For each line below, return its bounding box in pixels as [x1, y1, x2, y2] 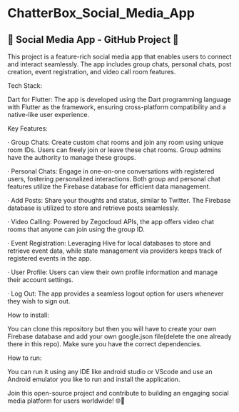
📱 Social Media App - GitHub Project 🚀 [7, 34, 180, 46]
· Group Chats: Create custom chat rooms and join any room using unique [7, 138, 224, 146]
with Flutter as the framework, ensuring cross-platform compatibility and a [7, 103, 226, 111]
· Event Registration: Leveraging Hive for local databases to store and [7, 239, 211, 247]
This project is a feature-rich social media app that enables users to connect [7, 52, 232, 61]
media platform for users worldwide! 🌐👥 [7, 396, 125, 405]
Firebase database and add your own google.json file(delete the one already [7, 332, 232, 341]
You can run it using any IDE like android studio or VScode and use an [7, 368, 213, 376]
